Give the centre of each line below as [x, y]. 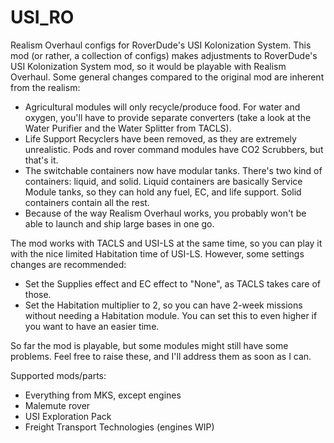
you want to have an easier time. [92, 326]
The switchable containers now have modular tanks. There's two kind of [173, 170]
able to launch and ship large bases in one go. [119, 223]
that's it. [41, 160]
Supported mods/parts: [58, 375]
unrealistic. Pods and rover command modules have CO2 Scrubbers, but [174, 149]
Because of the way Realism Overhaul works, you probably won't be [165, 213]
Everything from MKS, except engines [103, 395]
